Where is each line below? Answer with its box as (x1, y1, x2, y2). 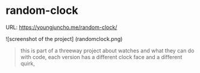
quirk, (20, 60, 36, 67)
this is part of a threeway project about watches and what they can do (20, 46, 195, 54)
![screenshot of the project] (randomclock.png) (5, 35, 123, 42)
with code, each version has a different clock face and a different (20, 53, 183, 60)
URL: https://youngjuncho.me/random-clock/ (5, 24, 117, 31)
